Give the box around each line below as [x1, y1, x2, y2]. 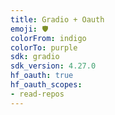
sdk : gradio [10, 52, 60, 62]
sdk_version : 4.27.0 [10, 61, 97, 71]
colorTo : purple [10, 42, 78, 53]
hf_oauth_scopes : [10, 80, 83, 90]
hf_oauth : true [10, 71, 74, 81]
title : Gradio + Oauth [10, 14, 105, 25]
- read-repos [10, 89, 65, 99]
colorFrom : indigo [10, 33, 87, 43]
